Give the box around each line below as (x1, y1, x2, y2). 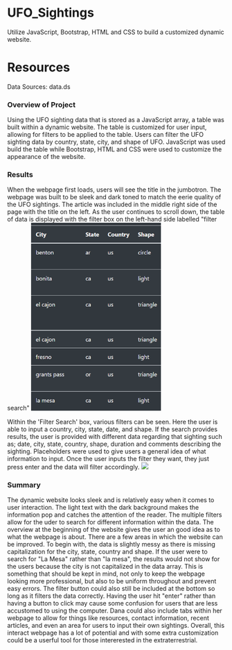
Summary (7, 480, 42, 490)
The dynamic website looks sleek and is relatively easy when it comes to (7, 496, 215, 504)
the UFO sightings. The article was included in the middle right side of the (7, 200, 217, 209)
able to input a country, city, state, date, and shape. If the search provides (7, 425, 218, 433)
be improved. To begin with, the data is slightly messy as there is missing (7, 540, 216, 548)
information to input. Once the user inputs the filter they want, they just (7, 454, 210, 462)
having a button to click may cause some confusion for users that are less (7, 599, 218, 607)
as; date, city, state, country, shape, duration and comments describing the (7, 440, 222, 448)
